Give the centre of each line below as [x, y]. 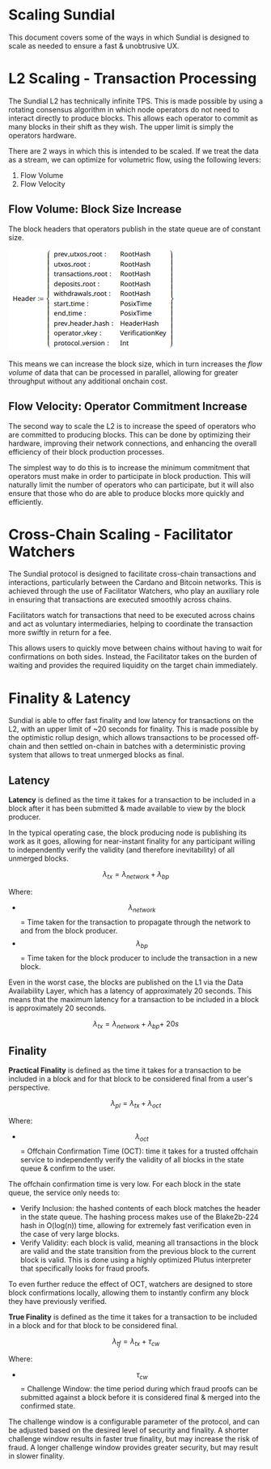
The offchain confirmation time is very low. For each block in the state [125, 1183]
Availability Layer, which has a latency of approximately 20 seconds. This [130, 991]
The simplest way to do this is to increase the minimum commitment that [129, 468]
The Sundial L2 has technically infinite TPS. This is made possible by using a [136, 101]
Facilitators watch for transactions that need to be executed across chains [132, 616]
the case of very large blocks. [70, 1234]
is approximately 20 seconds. [57, 1008]
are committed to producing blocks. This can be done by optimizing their [129, 434]
